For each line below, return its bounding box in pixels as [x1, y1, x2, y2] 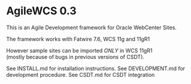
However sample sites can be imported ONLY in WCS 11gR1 [6, 46, 153, 54]
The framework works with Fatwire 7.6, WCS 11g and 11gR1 [6, 35, 150, 42]
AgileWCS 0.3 [6, 4, 77, 18]
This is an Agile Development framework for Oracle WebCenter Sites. [6, 24, 177, 31]
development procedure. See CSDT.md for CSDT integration [6, 71, 155, 78]
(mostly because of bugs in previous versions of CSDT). [6, 53, 145, 60]
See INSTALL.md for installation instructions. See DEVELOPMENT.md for [6, 64, 186, 72]
